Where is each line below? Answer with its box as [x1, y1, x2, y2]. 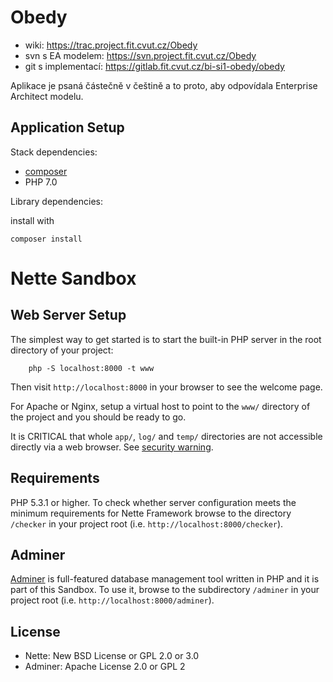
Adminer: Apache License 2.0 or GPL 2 [24, 661, 186, 673]
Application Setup [10, 119, 125, 136]
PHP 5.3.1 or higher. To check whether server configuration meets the [10, 496, 297, 508]
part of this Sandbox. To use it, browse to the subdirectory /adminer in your [10, 584, 320, 596]
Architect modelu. [10, 90, 84, 102]
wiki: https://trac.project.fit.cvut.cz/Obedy [24, 39, 198, 51]
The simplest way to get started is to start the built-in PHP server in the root [10, 333, 322, 345]
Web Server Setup [10, 307, 127, 324]
